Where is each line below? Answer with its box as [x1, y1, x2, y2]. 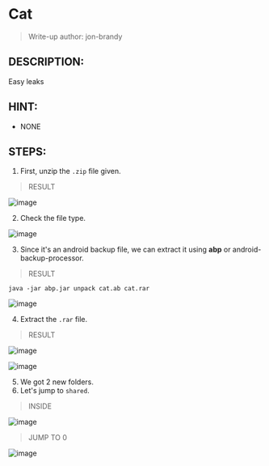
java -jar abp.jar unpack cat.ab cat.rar [8, 285, 150, 293]
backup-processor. [19, 253, 85, 263]
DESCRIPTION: [8, 55, 85, 69]
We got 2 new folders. [19, 377, 95, 387]
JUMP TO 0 [27, 433, 67, 443]
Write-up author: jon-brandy [27, 32, 123, 41]
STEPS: [8, 145, 47, 159]
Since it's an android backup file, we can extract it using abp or [19, 244, 231, 255]
